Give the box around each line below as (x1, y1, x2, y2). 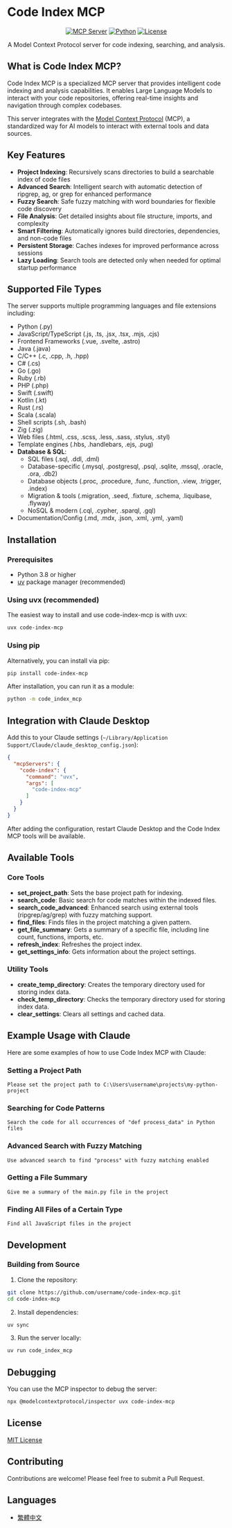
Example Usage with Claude (7, 1030, 131, 1042)
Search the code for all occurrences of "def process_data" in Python (7, 1119, 215, 1126)
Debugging (7, 1366, 57, 1378)
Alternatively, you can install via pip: (7, 656, 110, 665)
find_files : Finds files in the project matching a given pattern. (17, 918, 192, 926)
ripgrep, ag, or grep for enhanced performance (17, 190, 152, 198)
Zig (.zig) (17, 425, 44, 434)
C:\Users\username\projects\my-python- (102, 1081, 218, 1088)
